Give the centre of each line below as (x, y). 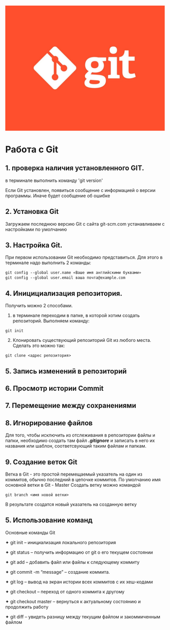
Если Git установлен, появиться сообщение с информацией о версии (80, 190)
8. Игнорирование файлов (49, 423)
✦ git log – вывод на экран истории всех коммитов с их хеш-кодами (79, 582)
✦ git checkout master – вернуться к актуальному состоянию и (73, 601)
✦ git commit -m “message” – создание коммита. (58, 572)
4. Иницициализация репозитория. (64, 293)
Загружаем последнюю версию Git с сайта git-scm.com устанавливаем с (85, 224)
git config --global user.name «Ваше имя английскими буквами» (73, 273)
